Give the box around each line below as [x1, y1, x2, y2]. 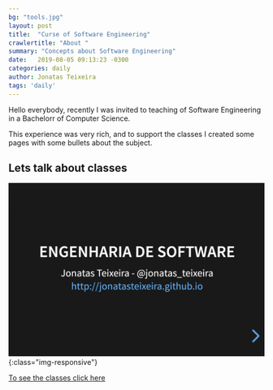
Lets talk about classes [8, 161, 128, 175]
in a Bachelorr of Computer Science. [8, 114, 131, 123]
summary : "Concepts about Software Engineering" [8, 47, 176, 56]
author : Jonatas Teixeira [8, 73, 96, 81]
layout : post [8, 21, 53, 30]
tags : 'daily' [8, 81, 57, 89]
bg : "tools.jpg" [8, 13, 63, 21]
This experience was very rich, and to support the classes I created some [8, 129, 254, 139]
